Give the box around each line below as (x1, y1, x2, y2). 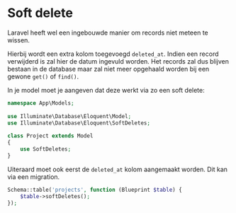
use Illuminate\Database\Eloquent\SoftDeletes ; (7, 119, 151, 127)
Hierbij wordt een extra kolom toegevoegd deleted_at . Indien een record (7, 50, 219, 58)
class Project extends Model (7, 132, 94, 139)
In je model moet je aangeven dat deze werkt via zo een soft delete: (7, 86, 205, 94)
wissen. (7, 35, 30, 44)
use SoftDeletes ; (20, 146, 72, 153)
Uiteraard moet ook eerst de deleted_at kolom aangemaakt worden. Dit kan (7, 165, 228, 173)
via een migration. (7, 172, 60, 181)
